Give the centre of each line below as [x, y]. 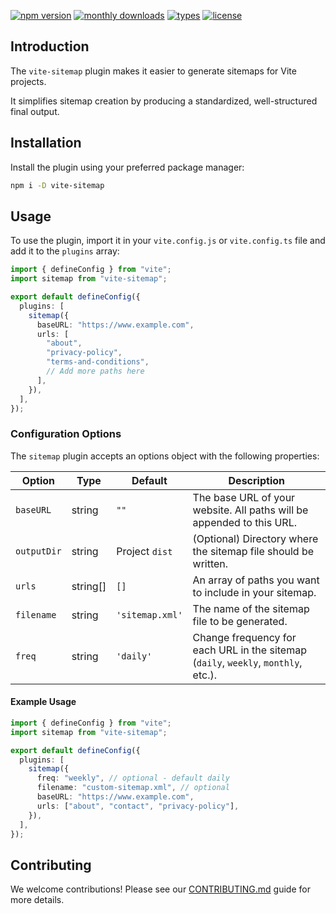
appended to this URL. [244, 522]
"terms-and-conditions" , [98, 362]
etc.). [204, 675]
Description [256, 480]
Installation [46, 143]
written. [210, 563]
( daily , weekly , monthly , [247, 662]
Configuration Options [66, 434]
